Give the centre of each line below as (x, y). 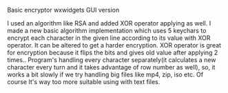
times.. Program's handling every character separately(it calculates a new (112, 60)
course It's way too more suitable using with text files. (84, 82)
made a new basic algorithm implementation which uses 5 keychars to (107, 31)
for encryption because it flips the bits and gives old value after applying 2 (113, 52)
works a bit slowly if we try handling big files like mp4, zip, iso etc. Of (105, 74)
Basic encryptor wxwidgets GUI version (63, 10)
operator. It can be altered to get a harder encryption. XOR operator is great (114, 45)
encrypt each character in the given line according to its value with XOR (109, 38)
